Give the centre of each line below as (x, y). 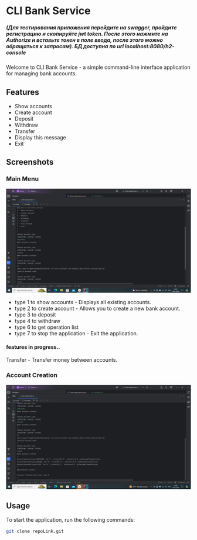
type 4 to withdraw (37, 321)
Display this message (40, 137)
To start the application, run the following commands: (71, 519)
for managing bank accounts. (42, 74)
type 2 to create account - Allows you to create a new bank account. (97, 309)
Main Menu (23, 179)
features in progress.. (33, 347)
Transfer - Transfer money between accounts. (62, 360)
